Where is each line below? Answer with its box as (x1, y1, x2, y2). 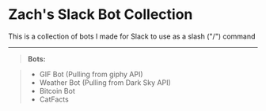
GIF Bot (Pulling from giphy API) (39, 69, 144, 79)
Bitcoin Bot (39, 86, 75, 95)
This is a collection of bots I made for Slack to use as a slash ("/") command (8, 31, 256, 41)
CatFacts (39, 94, 69, 104)
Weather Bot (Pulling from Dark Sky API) (39, 77, 172, 87)
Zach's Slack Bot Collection (8, 6, 193, 24)
